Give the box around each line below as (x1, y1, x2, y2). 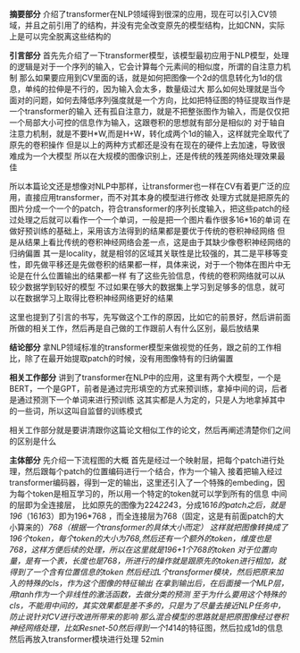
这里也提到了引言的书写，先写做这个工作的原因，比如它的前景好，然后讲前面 (9, 312, 291, 322)
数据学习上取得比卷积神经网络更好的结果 (24, 293, 174, 303)
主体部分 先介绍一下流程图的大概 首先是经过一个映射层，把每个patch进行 (9, 455, 278, 465)
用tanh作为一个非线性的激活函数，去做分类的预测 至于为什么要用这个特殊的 (9, 589, 287, 599)
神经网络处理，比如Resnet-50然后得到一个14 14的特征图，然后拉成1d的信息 (9, 623, 284, 633)
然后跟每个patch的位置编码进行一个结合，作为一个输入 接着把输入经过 (24, 466, 283, 477)
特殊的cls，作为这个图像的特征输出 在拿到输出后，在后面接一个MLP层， (24, 578, 289, 589)
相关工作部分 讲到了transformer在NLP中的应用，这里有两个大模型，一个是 (9, 372, 282, 383)
